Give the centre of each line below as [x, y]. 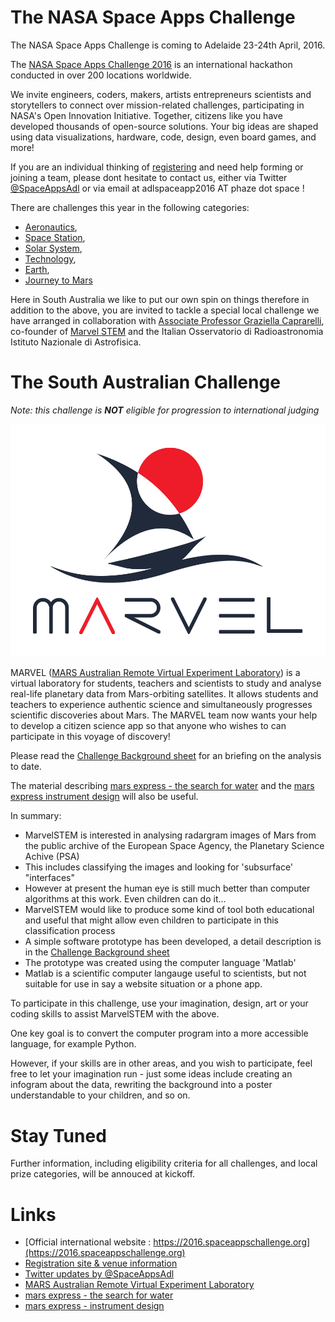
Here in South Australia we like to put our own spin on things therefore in [160, 299]
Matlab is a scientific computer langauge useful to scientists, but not [165, 973]
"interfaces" [49, 878]
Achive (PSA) [52, 857]
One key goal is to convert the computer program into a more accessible [159, 1033]
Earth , [37, 269]
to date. [26, 767]
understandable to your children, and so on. [100, 1095]
